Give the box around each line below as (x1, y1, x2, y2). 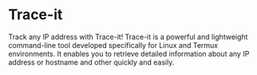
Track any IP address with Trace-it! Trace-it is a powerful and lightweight (8, 32, 248, 41)
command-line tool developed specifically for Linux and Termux (8, 40, 218, 49)
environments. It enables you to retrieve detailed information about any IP (8, 49, 250, 58)
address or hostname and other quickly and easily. (8, 57, 175, 67)
